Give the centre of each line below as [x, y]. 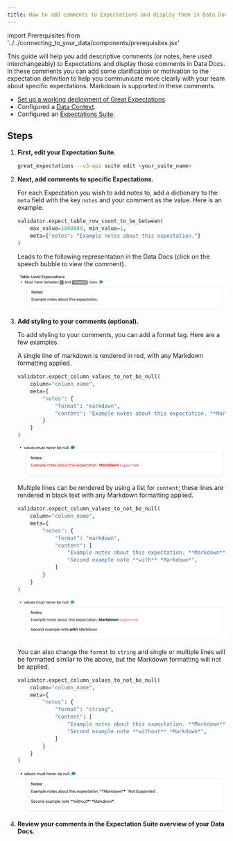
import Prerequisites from [44, 35]
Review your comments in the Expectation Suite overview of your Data [121, 824]
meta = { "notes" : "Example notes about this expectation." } [115, 236]
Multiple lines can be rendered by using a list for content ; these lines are [120, 488]
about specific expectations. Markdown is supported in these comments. [111, 85]
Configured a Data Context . [56, 106]
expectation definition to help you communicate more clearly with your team [116, 78]
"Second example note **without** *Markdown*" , [137, 731]
